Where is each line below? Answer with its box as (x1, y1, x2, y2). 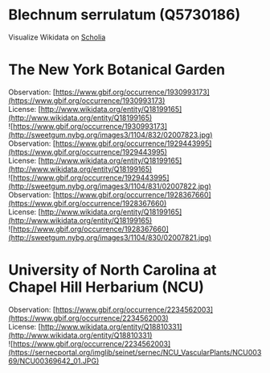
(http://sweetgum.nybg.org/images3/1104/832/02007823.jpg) (8, 130, 213, 139)
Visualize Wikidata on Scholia (8, 32, 106, 42)
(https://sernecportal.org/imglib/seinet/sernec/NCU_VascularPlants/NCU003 (8, 347, 262, 357)
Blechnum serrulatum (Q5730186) (8, 6, 241, 24)
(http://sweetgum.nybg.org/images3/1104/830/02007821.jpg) (8, 232, 211, 242)
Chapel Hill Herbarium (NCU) (8, 278, 205, 296)
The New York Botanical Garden (8, 60, 226, 79)
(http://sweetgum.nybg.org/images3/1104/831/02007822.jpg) (8, 181, 211, 191)
